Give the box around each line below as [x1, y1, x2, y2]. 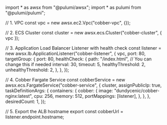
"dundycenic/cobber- [114, 88, 160, 94]
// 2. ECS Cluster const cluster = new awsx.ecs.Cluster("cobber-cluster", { [5, 30, 162, 35]
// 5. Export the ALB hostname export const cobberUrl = [5, 109, 124, 114]
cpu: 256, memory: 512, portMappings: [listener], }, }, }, [34, 93, 151, 99]
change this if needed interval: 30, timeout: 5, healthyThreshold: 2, [5, 61, 146, 67]
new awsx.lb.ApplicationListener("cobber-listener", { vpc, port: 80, [5, 51, 146, 56]
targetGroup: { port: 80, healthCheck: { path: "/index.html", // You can [5, 56, 152, 62]
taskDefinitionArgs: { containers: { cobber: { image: [5, 88, 113, 94]
